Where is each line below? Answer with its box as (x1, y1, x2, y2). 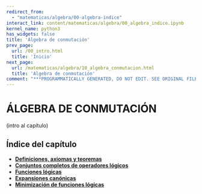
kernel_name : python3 (6, 25, 61, 32)
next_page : (6, 59, 34, 65)
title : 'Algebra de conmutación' (11, 70, 96, 77)
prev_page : (6, 43, 34, 49)
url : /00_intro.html (11, 48, 63, 54)
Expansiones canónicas (14, 174, 76, 181)
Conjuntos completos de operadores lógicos (14, 161, 129, 169)
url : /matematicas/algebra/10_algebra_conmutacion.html (11, 64, 155, 71)
